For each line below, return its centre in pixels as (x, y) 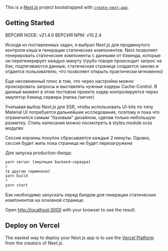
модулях (15, 128)
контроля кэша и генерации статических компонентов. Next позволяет (81, 50)
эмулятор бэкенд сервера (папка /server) (50, 97)
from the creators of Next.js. (34, 243)
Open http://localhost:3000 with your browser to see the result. (71, 210)
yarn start (17, 185)
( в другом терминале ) (28, 171)
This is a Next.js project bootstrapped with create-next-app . (67, 7)
